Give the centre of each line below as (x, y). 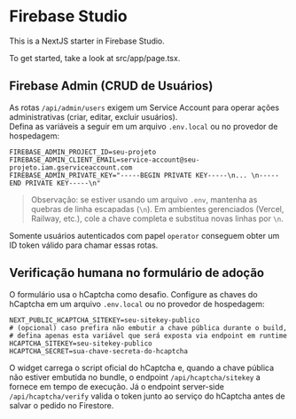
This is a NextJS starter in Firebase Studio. (87, 41)
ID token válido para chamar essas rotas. (84, 245)
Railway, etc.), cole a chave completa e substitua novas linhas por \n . (157, 218)
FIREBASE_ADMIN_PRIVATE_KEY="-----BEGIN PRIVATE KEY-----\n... (129, 175)
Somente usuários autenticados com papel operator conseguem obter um (144, 235)
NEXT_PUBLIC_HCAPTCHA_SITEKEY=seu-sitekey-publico (105, 320)
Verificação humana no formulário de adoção (136, 273)
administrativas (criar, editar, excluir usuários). (93, 116)
